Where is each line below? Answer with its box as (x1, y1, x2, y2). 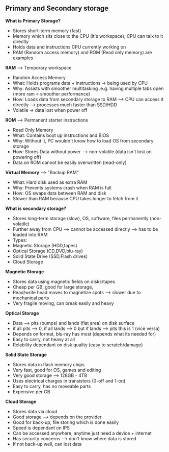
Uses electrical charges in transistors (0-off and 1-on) (12, 377, 126, 384)
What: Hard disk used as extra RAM (12, 179, 88, 185)
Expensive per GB (12, 388, 50, 395)
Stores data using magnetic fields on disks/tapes (12, 278, 116, 284)
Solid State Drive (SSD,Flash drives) (12, 253, 88, 259)
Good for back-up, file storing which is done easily (12, 419, 119, 425)
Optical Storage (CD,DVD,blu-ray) (12, 248, 83, 254)
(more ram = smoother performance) (12, 90, 91, 97)
